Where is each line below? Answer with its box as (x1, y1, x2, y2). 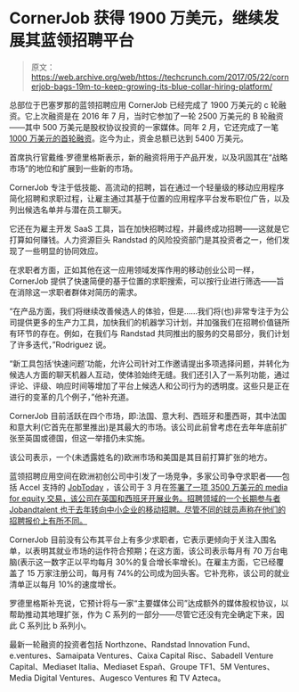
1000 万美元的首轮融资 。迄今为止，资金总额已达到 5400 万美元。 (9, 133, 249, 144)
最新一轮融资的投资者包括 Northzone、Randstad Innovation (9, 638, 227, 649)
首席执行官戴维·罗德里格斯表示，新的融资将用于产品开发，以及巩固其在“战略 (9, 152, 288, 162)
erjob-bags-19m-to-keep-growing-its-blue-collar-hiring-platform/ (30, 81, 273, 92)
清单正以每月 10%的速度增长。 (9, 579, 122, 589)
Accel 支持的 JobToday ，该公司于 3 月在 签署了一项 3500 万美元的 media (19, 482, 288, 492)
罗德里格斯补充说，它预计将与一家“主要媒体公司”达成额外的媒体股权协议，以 (9, 597, 289, 608)
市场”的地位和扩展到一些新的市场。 (9, 162, 138, 174)
